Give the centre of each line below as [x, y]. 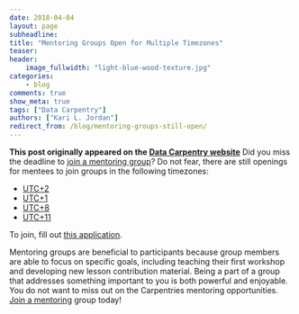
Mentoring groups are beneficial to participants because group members [145, 252]
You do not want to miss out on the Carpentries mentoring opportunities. [144, 290]
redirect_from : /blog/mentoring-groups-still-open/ [108, 127]
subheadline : [34, 34]
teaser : [24, 51]
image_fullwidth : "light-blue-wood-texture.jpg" [118, 68]
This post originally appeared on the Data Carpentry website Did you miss [150, 152]
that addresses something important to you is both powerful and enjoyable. [149, 281]
